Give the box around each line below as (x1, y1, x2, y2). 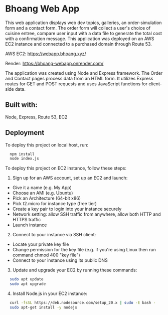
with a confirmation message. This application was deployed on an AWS (5, 36, 154, 42)
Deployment (5, 128, 45, 137)
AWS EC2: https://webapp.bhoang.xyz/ (5, 51, 86, 57)
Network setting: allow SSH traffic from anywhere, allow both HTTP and (12, 211, 161, 217)
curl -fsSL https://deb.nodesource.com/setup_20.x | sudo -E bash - (10, 300, 156, 305)
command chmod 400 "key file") (12, 252, 80, 258)
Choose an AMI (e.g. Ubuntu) (12, 190, 73, 196)
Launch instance (12, 222, 47, 228)
